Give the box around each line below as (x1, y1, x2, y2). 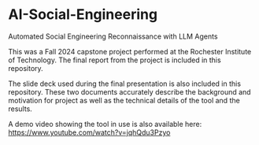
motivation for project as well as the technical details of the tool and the (8, 95, 240, 105)
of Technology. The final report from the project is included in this (8, 55, 222, 65)
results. (8, 104, 33, 113)
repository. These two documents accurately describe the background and (8, 87, 251, 96)
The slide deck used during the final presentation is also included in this (8, 79, 242, 88)
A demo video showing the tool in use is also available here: (8, 119, 202, 128)
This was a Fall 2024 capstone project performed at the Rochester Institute (8, 46, 252, 56)
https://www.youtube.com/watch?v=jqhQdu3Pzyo (8, 128, 171, 137)
